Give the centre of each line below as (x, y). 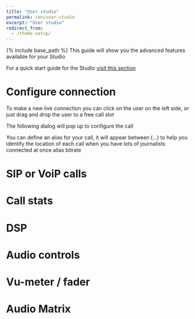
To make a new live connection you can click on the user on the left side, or (98, 108)
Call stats (29, 201)
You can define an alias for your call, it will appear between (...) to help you (97, 138)
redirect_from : (25, 28)
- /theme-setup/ (31, 34)
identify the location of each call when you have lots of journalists (86, 144)
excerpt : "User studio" (35, 22)
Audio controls (43, 255)
